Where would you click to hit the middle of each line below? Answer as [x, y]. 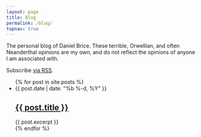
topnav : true [23, 29]
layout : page [23, 12]
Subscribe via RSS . [30, 71]
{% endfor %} [32, 129]
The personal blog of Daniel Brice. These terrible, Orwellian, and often [93, 46]
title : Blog [21, 18]
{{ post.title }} [42, 107]
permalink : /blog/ [29, 23]
